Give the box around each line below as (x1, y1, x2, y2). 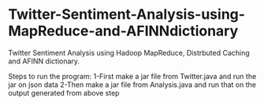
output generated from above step (8, 88, 120, 97)
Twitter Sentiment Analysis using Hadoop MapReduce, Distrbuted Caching (8, 48, 250, 57)
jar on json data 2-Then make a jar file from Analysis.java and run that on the (8, 80, 256, 89)
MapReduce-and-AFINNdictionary (8, 22, 239, 40)
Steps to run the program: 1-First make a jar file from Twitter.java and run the (8, 71, 257, 81)
